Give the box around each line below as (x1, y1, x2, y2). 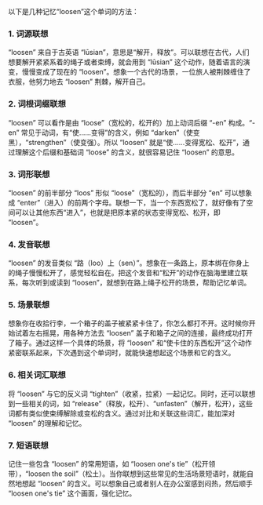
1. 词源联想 (8, 28, 49, 39)
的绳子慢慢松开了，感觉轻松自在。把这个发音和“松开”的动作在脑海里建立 (8, 268, 242, 278)
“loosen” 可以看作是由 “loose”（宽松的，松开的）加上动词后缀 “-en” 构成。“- (8, 118, 256, 127)
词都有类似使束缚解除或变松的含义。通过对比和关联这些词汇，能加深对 (8, 409, 236, 418)
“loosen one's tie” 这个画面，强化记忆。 (8, 489, 137, 498)
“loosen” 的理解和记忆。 (8, 418, 86, 427)
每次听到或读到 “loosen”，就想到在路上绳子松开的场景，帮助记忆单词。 (21, 278, 251, 288)
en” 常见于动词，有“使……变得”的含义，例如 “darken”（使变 (8, 128, 200, 137)
